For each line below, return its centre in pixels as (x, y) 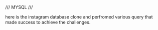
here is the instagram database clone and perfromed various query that (79, 17)
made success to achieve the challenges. (48, 22)
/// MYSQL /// (19, 7)
